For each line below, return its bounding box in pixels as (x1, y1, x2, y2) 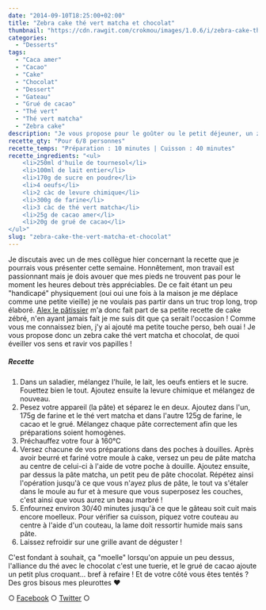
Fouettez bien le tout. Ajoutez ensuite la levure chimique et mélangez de (19, 386, 255, 395)
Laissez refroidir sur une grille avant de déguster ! (19, 537, 183, 547)
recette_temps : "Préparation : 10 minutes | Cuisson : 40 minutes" (8, 144, 236, 152)
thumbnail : (8, 26, 44, 34)
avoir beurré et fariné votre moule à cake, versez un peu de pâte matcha (19, 453, 256, 462)
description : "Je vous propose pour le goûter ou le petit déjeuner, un (8, 129, 253, 137)
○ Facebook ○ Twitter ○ (8, 593, 90, 603)
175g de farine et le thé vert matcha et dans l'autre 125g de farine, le (19, 410, 242, 420)
